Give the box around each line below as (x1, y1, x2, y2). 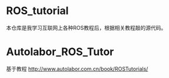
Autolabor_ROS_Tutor (6, 45, 114, 59)
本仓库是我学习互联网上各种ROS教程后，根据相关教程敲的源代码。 (6, 24, 167, 31)
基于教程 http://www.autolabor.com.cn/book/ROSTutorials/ (6, 65, 148, 72)
